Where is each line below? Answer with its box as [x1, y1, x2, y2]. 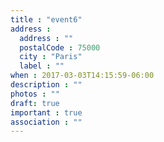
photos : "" [10, 89, 60, 99]
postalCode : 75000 [19, 42, 101, 53]
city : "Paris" [19, 52, 83, 62]
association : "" [10, 117, 83, 127]
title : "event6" [10, 14, 83, 25]
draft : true [10, 98, 60, 108]
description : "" [10, 80, 83, 90]
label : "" [19, 61, 65, 71]
